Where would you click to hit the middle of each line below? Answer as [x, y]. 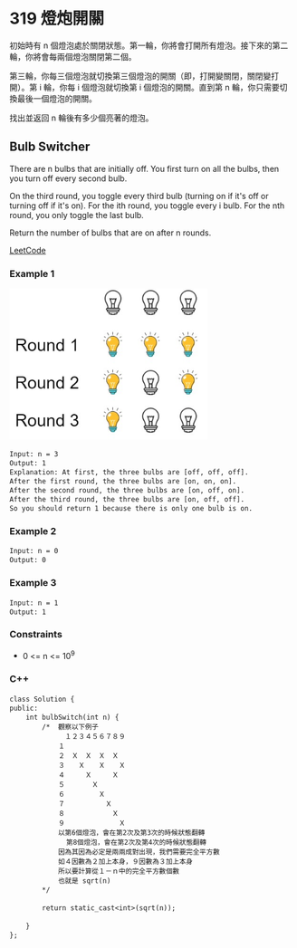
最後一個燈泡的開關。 [57, 98]
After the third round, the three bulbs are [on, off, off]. [127, 499]
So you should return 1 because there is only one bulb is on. [131, 508]
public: [24, 708]
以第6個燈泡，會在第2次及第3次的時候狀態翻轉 [131, 833]
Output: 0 [28, 560]
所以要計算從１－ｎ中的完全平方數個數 [118, 871]
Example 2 [33, 531]
